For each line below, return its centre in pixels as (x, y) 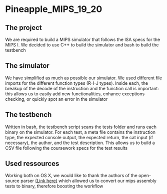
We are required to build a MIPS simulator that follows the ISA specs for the (83, 39)
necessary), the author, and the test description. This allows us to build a (80, 143)
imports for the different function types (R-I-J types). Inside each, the (77, 83)
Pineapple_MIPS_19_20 (54, 9)
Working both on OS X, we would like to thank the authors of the (71, 176)
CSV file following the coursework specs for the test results (66, 148)
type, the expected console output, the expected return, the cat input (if (79, 137)
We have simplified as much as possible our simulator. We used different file (84, 78)
